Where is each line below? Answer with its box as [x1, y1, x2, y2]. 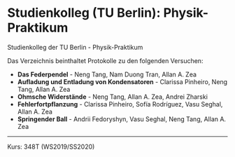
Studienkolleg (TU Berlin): [7, 5, 161, 21]
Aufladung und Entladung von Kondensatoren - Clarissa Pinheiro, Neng [17, 77, 228, 86]
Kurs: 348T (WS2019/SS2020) [7, 142, 95, 151]
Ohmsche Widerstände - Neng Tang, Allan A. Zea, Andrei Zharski [17, 93, 208, 101]
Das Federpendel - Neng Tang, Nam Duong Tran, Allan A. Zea [17, 70, 197, 78]
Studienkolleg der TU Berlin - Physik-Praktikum [7, 43, 143, 51]
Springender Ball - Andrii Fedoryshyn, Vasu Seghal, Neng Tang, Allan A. [17, 114, 226, 123]
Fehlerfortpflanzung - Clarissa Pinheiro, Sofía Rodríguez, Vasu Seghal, [17, 100, 223, 108]
